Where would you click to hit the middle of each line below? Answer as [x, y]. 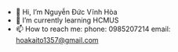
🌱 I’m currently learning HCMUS [67, 20]
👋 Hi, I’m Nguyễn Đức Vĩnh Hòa [66, 12]
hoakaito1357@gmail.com [57, 40]
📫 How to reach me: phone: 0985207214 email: [93, 29]
